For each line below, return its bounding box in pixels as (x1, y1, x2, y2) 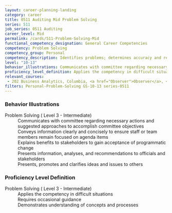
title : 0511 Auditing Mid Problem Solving (5, 17, 97, 22)
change (17, 144, 34, 151)
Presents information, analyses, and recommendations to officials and (17, 150, 165, 156)
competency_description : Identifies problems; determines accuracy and (5, 55, 161, 60)
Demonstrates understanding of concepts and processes (17, 202, 139, 208)
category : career (5, 12, 42, 17)
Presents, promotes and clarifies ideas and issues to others (17, 161, 143, 167)
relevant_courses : (5, 74, 44, 79)
